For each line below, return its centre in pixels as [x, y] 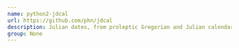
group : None [25, 34]
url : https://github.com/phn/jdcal [60, 20]
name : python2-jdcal [38, 14]
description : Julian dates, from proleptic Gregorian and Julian [106, 27]
